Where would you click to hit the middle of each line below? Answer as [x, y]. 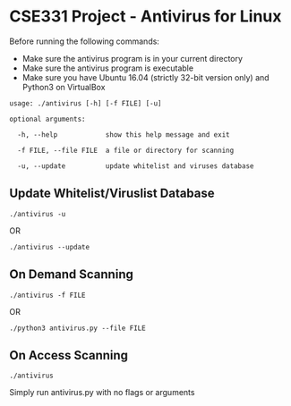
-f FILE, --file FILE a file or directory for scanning [126, 150]
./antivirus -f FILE [48, 295]
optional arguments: [48, 119]
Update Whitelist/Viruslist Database [112, 194]
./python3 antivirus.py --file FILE [77, 328]
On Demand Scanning [72, 275]
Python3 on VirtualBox [64, 87]
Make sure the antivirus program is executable [108, 68]
